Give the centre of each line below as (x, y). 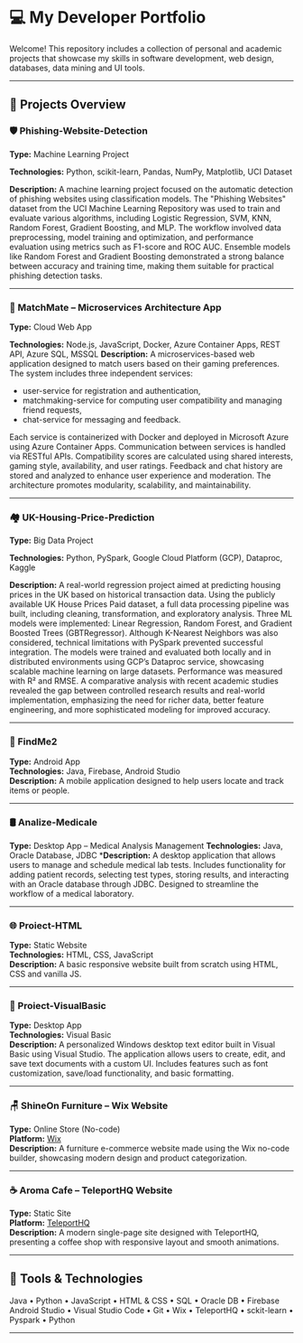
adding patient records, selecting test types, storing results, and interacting (149, 874)
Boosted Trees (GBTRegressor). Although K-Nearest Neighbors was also (144, 633)
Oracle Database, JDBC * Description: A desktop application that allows (143, 855)
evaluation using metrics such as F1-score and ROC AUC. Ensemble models (150, 247)
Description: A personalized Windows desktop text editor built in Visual (142, 1045)
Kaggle (23, 568)
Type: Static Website (48, 946)
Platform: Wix (35, 1138)
